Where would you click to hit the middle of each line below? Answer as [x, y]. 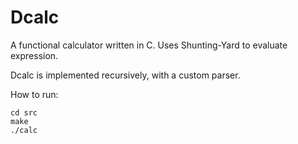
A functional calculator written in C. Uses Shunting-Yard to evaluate [149, 45]
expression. [34, 55]
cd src [24, 112]
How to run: [34, 94]
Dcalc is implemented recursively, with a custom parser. [125, 75]
